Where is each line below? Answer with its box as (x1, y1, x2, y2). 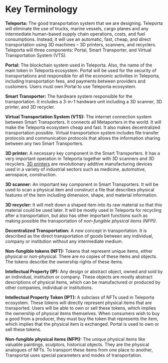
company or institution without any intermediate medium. (5, 238, 123, 244)
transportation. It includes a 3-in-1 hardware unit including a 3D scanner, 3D (5, 98, 162, 104)
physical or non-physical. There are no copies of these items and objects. (5, 253, 157, 259)
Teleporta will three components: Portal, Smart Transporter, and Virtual (5, 47, 151, 53)
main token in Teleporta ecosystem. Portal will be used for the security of (5, 67, 156, 74)
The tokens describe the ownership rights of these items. (5, 258, 123, 265)
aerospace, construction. (5, 171, 57, 177)
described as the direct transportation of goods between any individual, (5, 233, 153, 239)
